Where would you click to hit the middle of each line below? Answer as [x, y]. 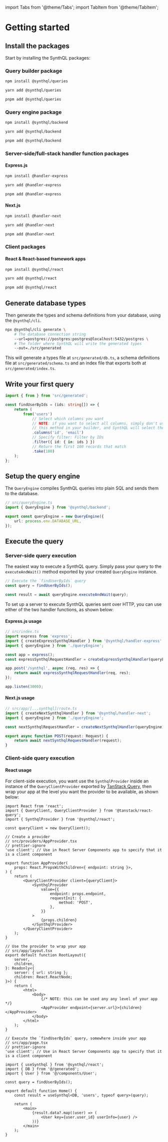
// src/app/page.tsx [27, 1043]
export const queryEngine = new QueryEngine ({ [54, 516]
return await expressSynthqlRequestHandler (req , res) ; [72, 673]
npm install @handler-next [33, 216]
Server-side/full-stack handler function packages [67, 153]
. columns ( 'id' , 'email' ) [58, 433]
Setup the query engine [42, 476]
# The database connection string [50, 334]
